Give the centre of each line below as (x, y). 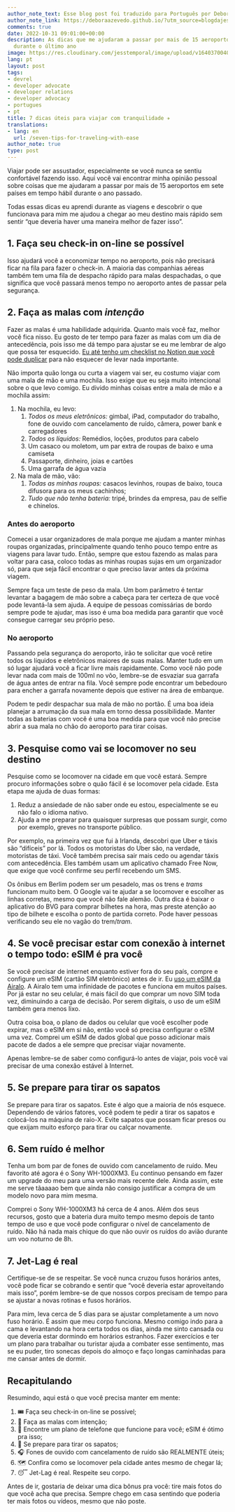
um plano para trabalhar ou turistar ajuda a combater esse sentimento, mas (116, 1344)
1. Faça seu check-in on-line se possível (96, 244)
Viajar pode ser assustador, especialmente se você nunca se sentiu (104, 170)
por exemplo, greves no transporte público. (80, 827)
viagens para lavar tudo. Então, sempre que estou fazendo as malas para (113, 554)
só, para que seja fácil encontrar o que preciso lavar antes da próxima (108, 568)
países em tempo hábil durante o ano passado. (75, 193)
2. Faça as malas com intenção (76, 313)
